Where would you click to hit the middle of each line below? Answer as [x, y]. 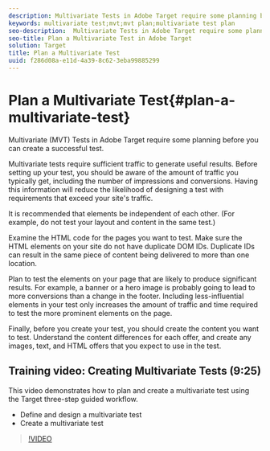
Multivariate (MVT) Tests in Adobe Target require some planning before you [133, 139]
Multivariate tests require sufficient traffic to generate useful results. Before [133, 164]
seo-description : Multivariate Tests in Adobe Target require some [125, 31]
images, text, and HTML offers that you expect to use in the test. [115, 346]
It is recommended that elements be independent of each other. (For [122, 213]
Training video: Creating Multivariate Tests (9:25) [135, 371]
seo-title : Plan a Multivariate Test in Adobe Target [100, 38]
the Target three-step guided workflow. [73, 399]
